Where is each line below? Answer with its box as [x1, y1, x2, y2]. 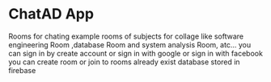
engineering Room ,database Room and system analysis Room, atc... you [8, 39, 252, 49]
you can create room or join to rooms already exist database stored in [8, 57, 240, 67]
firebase [8, 65, 36, 75]
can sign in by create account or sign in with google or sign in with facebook [8, 48, 263, 58]
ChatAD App [8, 5, 95, 23]
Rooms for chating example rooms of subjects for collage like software [8, 31, 244, 41]
